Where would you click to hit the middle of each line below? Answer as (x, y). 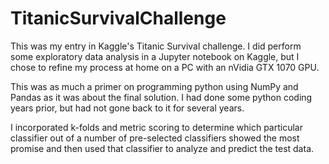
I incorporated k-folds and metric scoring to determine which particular (156, 127)
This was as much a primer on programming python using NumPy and (154, 86)
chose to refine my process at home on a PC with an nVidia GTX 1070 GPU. (165, 67)
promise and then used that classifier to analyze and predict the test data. (162, 148)
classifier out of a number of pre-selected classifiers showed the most (155, 138)
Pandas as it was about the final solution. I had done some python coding (161, 97)
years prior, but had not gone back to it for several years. (127, 108)
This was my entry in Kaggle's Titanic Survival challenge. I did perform (156, 46)
